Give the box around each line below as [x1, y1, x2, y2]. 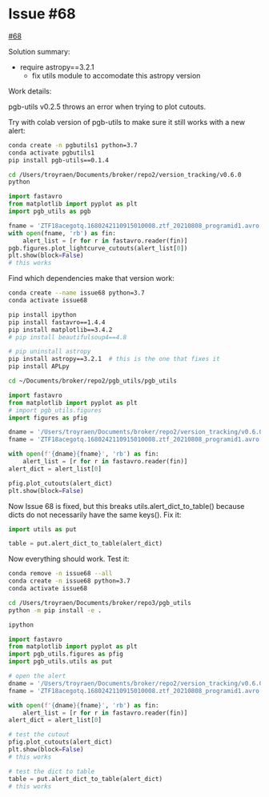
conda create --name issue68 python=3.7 [8, 289, 146, 297]
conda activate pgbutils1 [8, 149, 94, 157]
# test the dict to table [8, 767, 94, 775]
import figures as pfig [8, 414, 88, 422]
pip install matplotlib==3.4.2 [8, 326, 113, 334]
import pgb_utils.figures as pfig [8, 650, 124, 659]
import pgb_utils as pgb [8, 207, 91, 216]
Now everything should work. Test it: [8, 554, 130, 564]
